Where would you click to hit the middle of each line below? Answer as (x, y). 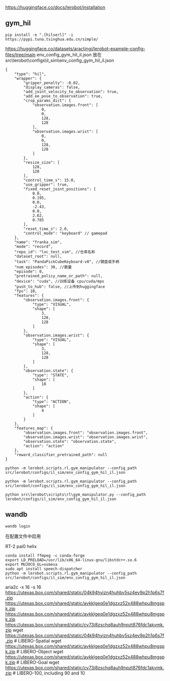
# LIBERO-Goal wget (38, 662)
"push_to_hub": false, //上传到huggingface (60, 287)
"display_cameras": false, (52, 87)
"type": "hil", (30, 74)
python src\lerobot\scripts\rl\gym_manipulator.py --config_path (75, 494)
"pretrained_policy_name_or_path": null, (58, 276)
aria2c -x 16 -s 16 (23, 587)
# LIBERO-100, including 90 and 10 (49, 673)
